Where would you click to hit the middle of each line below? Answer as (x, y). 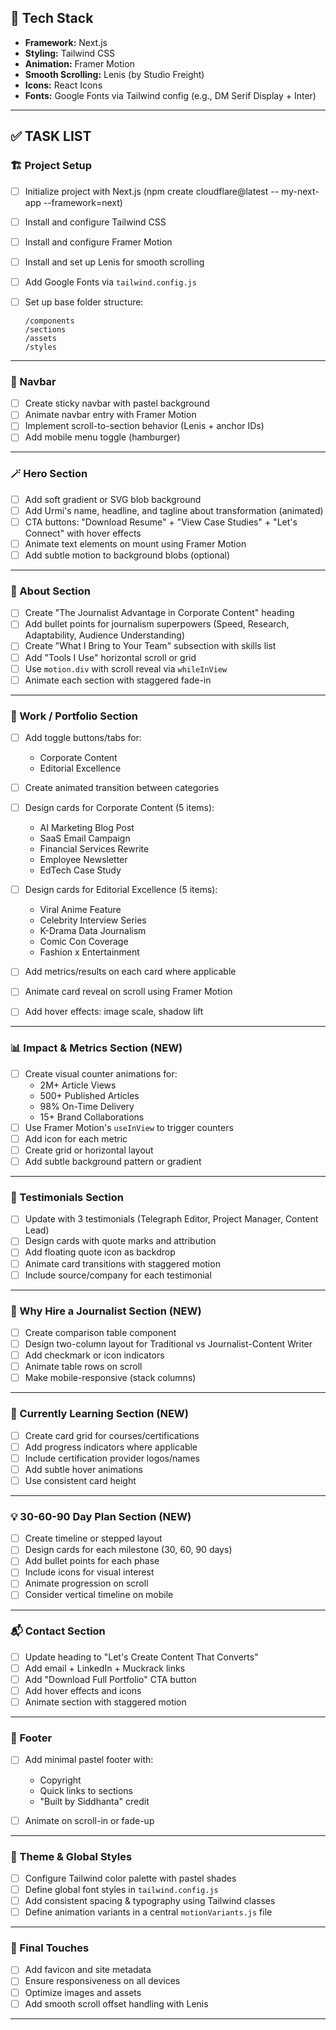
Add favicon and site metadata (88, 1970)
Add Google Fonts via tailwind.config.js (110, 282)
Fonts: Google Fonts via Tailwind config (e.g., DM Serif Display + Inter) (170, 95)
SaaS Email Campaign (85, 838)
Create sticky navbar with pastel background (117, 403)
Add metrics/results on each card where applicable (130, 972)
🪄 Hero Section (49, 474)
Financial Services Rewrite (94, 849)
